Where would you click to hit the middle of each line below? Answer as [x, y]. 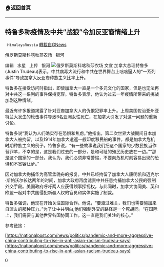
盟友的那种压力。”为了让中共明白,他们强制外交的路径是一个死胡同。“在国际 [83, 209]
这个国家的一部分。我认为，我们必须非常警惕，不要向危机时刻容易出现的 [82, 158]
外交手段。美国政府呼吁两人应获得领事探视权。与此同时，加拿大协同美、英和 [82, 186]
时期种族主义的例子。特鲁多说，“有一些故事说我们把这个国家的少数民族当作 [81, 146]
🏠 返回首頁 [18, 7]
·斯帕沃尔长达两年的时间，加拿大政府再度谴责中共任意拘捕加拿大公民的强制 [81, 180]
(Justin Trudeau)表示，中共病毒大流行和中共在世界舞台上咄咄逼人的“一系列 [81, 71]
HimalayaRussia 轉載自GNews [37, 44]
